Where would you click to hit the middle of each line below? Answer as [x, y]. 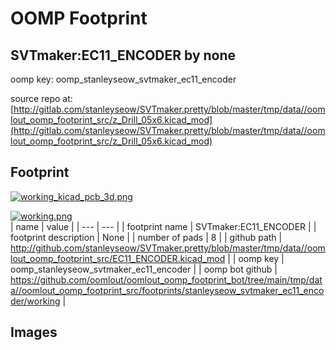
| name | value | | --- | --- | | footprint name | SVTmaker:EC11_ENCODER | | [163, 226]
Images [34, 332]
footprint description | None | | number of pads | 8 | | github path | [146, 237]
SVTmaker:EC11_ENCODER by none [123, 55]
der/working [35, 301]
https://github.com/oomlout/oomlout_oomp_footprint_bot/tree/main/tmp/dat [166, 279]
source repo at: [41, 98]
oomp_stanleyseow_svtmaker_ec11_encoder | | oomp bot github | [144, 269]
